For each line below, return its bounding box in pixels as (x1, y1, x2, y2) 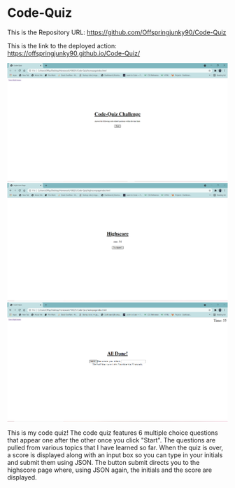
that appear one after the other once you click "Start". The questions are (7, 435, 215, 444)
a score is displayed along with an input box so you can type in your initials (7, 450, 223, 459)
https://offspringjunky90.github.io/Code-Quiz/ (7, 49, 141, 57)
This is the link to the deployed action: (7, 41, 117, 50)
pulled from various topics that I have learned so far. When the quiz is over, (7, 443, 224, 452)
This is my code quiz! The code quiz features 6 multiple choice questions (7, 428, 218, 437)
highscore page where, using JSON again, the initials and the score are (7, 466, 212, 474)
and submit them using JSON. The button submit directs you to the (7, 458, 200, 466)
